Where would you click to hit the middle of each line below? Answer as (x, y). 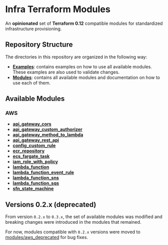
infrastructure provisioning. (34, 28)
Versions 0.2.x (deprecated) (51, 204)
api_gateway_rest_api (36, 140)
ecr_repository (28, 151)
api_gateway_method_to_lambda (48, 135)
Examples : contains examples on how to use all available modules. (82, 66)
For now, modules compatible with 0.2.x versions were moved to (73, 232)
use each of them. (31, 83)
